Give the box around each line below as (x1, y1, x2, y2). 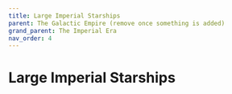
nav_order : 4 (8, 34, 52, 43)
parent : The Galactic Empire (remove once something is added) (8, 19, 226, 27)
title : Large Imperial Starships (8, 11, 121, 20)
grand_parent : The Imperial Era (8, 27, 117, 35)
